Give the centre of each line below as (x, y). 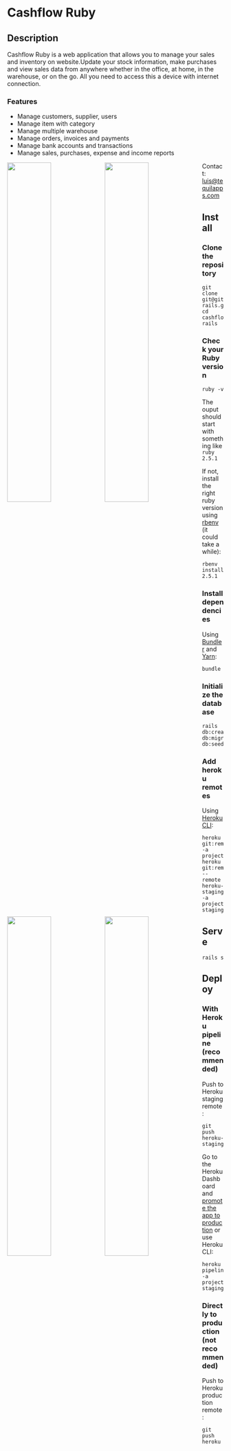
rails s (213, 957)
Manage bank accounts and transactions (75, 146)
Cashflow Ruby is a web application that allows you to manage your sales (111, 54)
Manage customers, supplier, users (67, 117)
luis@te (212, 181)
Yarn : (209, 656)
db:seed (213, 744)
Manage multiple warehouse (57, 131)
